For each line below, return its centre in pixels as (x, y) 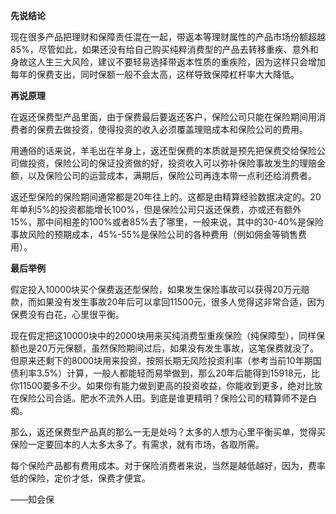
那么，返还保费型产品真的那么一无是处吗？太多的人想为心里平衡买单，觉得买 (168, 432)
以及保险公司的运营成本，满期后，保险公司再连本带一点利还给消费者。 (172, 175)
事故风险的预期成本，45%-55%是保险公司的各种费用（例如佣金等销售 (154, 234)
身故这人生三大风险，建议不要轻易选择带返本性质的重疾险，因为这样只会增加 (168, 62)
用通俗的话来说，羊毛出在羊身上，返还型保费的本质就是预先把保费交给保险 (163, 150)
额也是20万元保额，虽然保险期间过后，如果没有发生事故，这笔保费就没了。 (165, 348)
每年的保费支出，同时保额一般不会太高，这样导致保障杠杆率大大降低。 (155, 74)
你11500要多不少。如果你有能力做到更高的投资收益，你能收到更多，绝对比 (162, 385)
